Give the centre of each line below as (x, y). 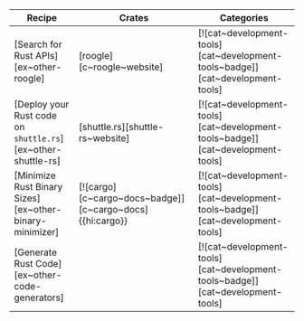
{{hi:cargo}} (103, 221)
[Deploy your (42, 104)
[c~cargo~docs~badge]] (132, 198)
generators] (39, 297)
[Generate (35, 252)
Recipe (42, 18)
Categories (244, 18)
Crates (134, 18)
